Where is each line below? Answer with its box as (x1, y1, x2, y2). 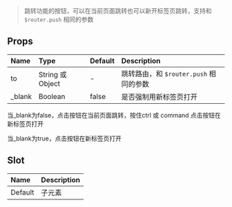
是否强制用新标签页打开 (121, 92, 198, 102)
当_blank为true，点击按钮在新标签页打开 (7, 134, 122, 142)
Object (38, 78, 61, 88)
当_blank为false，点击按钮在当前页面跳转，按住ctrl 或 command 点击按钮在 (7, 111, 221, 119)
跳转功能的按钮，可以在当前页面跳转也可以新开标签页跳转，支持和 (23, 7, 212, 14)
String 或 (38, 69, 67, 79)
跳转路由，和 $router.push (121, 69, 208, 78)
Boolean (38, 91, 66, 101)
